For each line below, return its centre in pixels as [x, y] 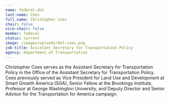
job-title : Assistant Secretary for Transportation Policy [69, 48]
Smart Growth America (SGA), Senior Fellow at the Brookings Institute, [79, 83]
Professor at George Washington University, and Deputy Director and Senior [85, 88]
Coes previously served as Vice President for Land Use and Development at [85, 78]
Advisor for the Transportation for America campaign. [62, 94]
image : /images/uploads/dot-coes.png [45, 43]
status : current [22, 39]
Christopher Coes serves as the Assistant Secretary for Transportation [79, 67]
